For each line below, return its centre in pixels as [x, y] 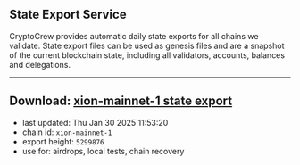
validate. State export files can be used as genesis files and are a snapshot [147, 45]
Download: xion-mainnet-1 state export [121, 101]
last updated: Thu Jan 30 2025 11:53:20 [95, 122]
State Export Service [68, 15]
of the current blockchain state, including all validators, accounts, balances [147, 55]
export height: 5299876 [63, 141]
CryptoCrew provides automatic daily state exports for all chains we [134, 36]
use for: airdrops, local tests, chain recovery [103, 151]
